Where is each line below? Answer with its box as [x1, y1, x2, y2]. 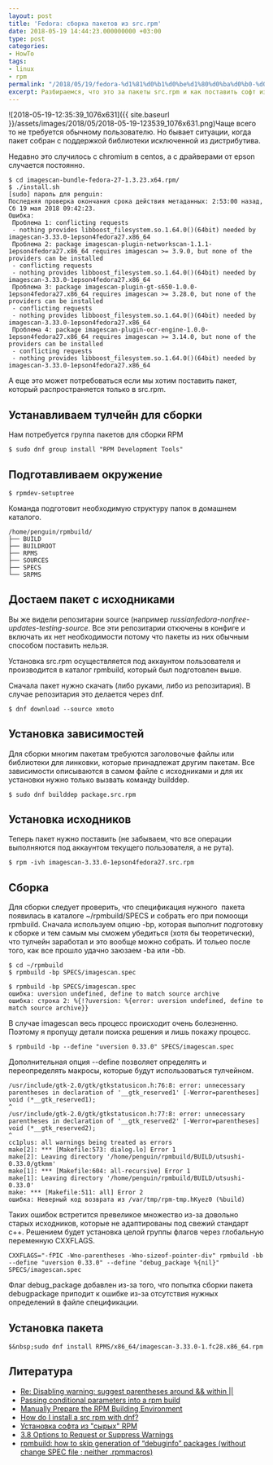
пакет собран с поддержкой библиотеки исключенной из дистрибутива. [8, 136, 262, 146]
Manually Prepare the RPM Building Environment [19, 1403, 183, 1414]
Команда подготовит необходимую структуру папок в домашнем [8, 504, 237, 513]
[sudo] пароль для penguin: [8, 191, 104, 199]
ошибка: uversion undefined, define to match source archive [8, 990, 220, 998]
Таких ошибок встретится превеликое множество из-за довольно [8, 1210, 239, 1220]
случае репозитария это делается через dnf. [8, 689, 164, 699]
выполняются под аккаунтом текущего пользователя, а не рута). [8, 842, 234, 852]
